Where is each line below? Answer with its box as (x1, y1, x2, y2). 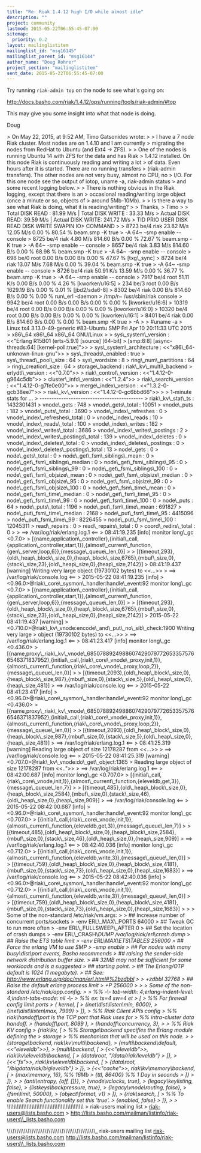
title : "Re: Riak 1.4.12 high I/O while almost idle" (7, 8, 144, 15)
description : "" (7, 14, 47, 20)
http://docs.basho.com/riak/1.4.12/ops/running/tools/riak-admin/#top (7, 98, 176, 106)
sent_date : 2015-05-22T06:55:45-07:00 (7, 70, 103, 76)
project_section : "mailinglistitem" (7, 64, 98, 71)
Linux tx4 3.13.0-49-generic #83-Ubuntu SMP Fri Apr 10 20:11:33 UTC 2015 (7, 325, 193, 332)
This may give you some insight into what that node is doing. (7, 110, 156, 117)
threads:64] (7, 343, 36, 351)
